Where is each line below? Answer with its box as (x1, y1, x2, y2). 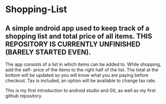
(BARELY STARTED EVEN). (5, 47, 91, 57)
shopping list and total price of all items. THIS (5, 32, 152, 40)
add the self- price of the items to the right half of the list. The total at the (5, 67, 159, 72)
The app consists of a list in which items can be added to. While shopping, (5, 61, 161, 67)
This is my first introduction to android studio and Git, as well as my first (5, 88, 156, 93)
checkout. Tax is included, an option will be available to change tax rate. (5, 77, 156, 84)
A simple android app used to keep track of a (5, 24, 150, 33)
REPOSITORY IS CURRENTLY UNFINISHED (5, 40, 141, 48)
